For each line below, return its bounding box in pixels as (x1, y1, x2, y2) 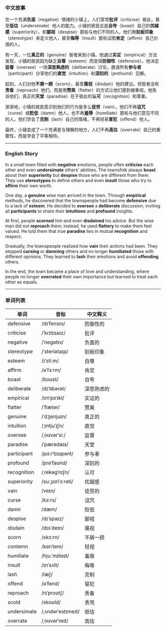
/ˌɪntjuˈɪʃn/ (41, 422, 64, 429)
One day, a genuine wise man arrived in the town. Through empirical (5, 192, 146, 198)
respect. (5, 233, 22, 239)
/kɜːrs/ (41, 496, 57, 503)
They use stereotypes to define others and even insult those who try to (5, 177, 152, 183)
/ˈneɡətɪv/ (41, 338, 64, 345)
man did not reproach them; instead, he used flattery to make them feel (5, 223, 152, 229)
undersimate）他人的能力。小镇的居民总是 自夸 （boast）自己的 (22, 23, 151, 29)
